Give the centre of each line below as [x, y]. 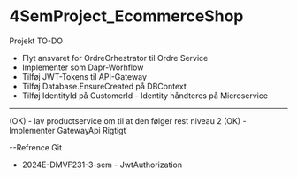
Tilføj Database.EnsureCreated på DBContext [104, 86]
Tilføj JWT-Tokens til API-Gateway [84, 76]
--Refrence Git [36, 147]
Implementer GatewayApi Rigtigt [68, 130]
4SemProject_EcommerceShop [126, 16]
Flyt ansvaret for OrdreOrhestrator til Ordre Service [115, 58]
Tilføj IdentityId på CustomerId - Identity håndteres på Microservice [145, 96]
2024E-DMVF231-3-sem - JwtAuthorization [102, 165]
